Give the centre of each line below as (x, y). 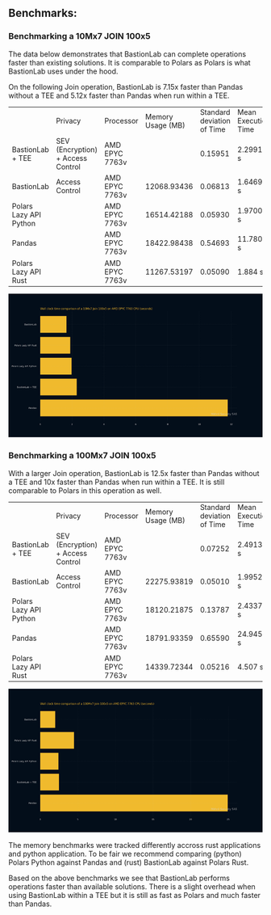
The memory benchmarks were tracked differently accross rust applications (135, 845)
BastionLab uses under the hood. (63, 71)
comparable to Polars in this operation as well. (85, 490)
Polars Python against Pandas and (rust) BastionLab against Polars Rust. (129, 862)
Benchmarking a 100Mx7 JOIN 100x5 (82, 456)
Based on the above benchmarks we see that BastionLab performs (119, 878)
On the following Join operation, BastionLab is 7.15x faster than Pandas (126, 86)
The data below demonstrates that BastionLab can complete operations (127, 54)
